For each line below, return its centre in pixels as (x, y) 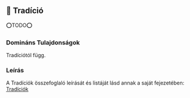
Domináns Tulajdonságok (43, 43)
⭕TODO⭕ (19, 25)
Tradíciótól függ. (26, 55)
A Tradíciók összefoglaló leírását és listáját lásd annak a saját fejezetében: (95, 83)
